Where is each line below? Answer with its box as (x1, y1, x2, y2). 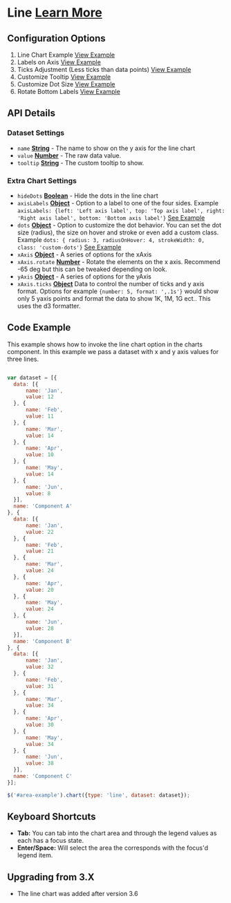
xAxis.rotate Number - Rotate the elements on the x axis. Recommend (17, 257, 221, 266)
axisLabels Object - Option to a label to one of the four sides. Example (17, 198, 219, 207)
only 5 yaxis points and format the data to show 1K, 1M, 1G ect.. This (17, 294, 211, 302)
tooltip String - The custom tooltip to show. (17, 158, 145, 167)
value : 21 (25, 548, 54, 555)
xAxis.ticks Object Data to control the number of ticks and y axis (17, 279, 205, 288)
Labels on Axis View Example (17, 58, 102, 66)
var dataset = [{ (7, 374, 57, 381)
